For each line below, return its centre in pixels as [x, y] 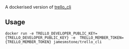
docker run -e [20, 33]
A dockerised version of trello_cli [38, 7]
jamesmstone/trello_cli [77, 42]
